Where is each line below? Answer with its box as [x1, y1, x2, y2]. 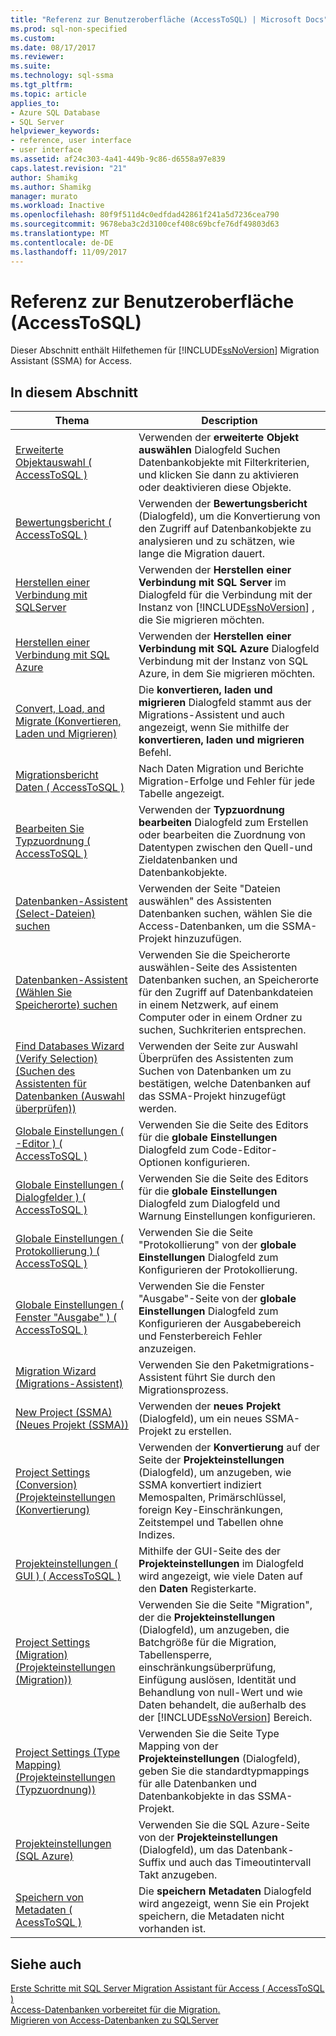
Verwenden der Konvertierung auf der [138, 1441, 321, 1455]
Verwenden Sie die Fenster [138, 1279, 265, 1293]
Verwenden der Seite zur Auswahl [138, 1039, 298, 1053]
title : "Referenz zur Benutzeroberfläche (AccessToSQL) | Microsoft [10, 14, 302, 25]
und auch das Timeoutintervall [168, 1856, 312, 1870]
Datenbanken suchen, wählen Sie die [138, 907, 313, 921]
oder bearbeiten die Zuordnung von [138, 828, 306, 842]
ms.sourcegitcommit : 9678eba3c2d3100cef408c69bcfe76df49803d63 [10, 219, 280, 230]
